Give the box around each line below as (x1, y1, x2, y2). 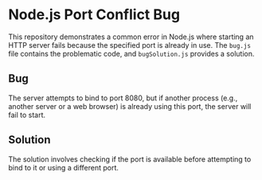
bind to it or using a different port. (8, 162, 119, 172)
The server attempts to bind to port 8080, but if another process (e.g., (8, 93, 238, 103)
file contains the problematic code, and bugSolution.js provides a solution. (8, 49, 255, 58)
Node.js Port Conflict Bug (8, 6, 181, 24)
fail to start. (8, 110, 46, 119)
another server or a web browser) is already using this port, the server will (8, 101, 252, 111)
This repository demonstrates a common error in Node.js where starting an (8, 32, 254, 41)
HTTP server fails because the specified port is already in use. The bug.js (8, 40, 251, 49)
